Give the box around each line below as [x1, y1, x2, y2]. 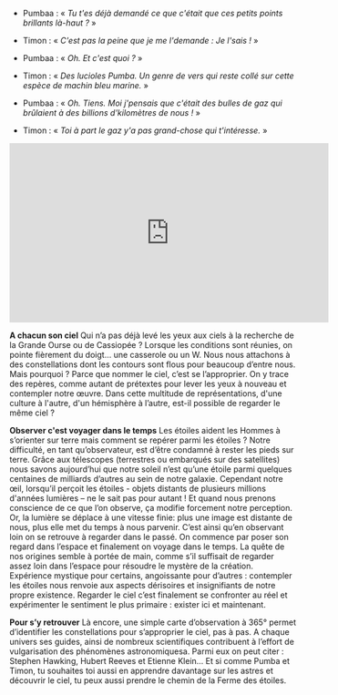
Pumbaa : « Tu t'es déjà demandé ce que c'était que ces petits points [22, 8, 283, 18]
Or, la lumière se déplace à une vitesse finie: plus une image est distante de [9, 512, 293, 523]
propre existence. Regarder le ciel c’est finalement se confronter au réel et [9, 589, 289, 600]
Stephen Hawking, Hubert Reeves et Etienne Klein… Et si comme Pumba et [9, 656, 290, 666]
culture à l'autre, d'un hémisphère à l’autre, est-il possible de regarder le [9, 398, 281, 408]
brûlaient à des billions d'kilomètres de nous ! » [22, 107, 200, 118]
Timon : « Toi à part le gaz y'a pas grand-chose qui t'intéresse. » [22, 125, 268, 136]
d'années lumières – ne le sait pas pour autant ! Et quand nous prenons [9, 493, 276, 504]
